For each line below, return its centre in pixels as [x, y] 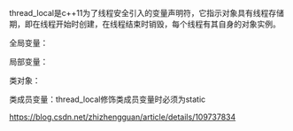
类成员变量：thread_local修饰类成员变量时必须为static [108, 99]
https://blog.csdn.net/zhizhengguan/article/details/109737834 [123, 117]
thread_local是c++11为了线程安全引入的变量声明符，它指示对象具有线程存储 [147, 13]
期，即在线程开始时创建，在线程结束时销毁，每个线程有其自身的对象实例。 [145, 24]
